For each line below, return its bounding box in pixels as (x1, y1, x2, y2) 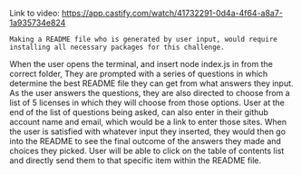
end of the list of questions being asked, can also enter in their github (9, 107, 269, 117)
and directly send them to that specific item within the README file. (9, 155, 262, 166)
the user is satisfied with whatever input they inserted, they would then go (9, 126, 286, 137)
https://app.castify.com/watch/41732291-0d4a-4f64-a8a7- (62, 8, 284, 18)
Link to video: (9, 8, 61, 18)
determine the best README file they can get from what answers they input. (9, 78, 294, 89)
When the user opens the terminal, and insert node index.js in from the (9, 59, 274, 69)
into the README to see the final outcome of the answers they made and (9, 136, 281, 146)
